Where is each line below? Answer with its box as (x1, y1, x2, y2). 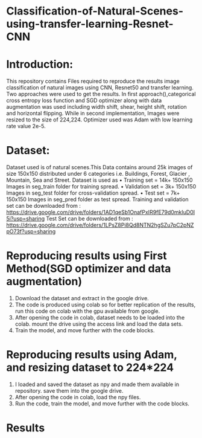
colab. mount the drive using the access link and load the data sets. (14, 320, 183, 327)
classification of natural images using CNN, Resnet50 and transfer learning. (6, 84, 194, 91)
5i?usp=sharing (6, 215, 45, 222)
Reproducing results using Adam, (6, 348, 177, 362)
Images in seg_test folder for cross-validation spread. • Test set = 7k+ (6, 189, 180, 197)
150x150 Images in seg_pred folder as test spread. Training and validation (6, 196, 189, 203)
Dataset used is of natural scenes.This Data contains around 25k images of (6, 164, 193, 171)
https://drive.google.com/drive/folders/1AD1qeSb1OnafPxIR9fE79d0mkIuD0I (6, 208, 195, 216)
